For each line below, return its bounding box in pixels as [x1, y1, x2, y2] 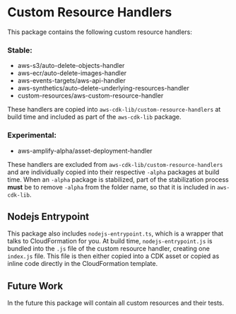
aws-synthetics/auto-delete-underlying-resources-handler [17, 84, 189, 93]
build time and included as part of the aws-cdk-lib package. [7, 112, 182, 121]
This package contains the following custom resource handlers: [7, 28, 193, 36]
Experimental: [7, 130, 57, 140]
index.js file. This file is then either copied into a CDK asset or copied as [7, 252, 220, 260]
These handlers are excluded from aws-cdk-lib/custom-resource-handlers [7, 160, 223, 168]
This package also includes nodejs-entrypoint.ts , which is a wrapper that [7, 229, 224, 238]
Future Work [7, 280, 64, 292]
